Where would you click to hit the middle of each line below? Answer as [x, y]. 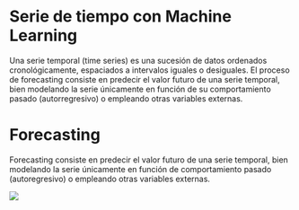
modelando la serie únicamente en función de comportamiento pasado [141, 169]
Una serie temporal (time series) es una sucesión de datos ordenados [138, 60]
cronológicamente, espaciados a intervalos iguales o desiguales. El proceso [149, 70]
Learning [44, 35]
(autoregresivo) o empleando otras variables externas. [110, 179]
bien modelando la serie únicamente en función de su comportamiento [140, 89]
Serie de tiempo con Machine [120, 17]
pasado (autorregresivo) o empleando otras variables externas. [126, 98]
